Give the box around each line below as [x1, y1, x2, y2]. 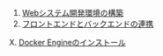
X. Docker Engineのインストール [9, 38, 126, 47]
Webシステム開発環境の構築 [21, 8, 124, 17]
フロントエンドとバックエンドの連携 [21, 18, 154, 29]
